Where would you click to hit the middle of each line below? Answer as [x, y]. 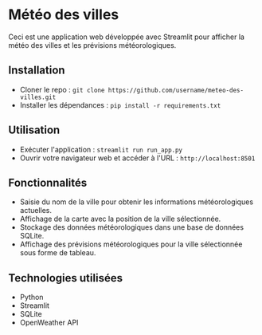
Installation [37, 71]
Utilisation [34, 130]
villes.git [38, 97]
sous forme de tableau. [58, 253]
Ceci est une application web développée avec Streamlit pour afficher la [127, 37]
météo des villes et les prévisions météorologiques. [92, 45]
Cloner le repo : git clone [62, 89]
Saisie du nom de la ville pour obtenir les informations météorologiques [136, 202]
